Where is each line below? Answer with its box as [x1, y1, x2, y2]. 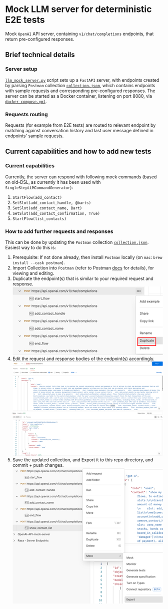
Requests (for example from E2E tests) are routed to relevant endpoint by [5, 122, 156, 128]
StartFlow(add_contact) [12, 195, 62, 200]
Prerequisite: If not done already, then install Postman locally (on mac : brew [12, 254, 162, 260]
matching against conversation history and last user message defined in [5, 127, 153, 133]
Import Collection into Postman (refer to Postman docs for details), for [12, 264, 154, 271]
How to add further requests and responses [5, 228, 113, 235]
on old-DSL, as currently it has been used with [5, 179, 101, 185]
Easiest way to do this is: [5, 244, 56, 250]
